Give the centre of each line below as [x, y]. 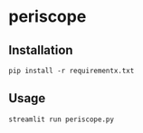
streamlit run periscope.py [62, 119]
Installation [41, 50]
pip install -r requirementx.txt [71, 71]
